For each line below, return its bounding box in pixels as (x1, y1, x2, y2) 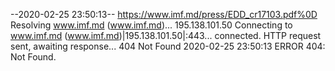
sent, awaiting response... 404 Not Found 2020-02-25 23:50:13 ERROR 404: (10, 40, 326, 52)
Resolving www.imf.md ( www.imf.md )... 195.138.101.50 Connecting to (10, 19, 293, 31)
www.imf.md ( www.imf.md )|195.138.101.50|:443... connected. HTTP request (10, 30, 322, 41)
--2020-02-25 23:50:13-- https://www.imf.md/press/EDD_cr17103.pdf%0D (10, 9, 318, 20)
